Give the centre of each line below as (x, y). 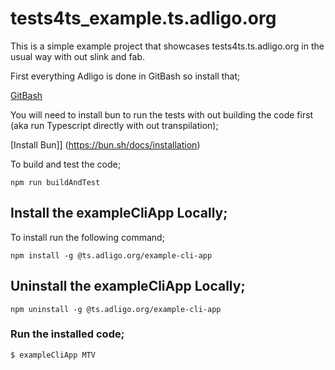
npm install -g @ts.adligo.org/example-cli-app (111, 255)
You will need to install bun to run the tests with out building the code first (162, 114)
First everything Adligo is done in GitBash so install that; (125, 76)
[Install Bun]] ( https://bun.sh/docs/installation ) (105, 144)
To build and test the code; (65, 164)
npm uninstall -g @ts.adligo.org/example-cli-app (116, 309)
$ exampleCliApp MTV (53, 355)
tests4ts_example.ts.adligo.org (143, 18)
